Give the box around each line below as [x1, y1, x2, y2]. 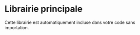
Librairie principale [4, 3, 83, 15]
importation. [4, 24, 29, 30]
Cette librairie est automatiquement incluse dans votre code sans [4, 19, 136, 25]
